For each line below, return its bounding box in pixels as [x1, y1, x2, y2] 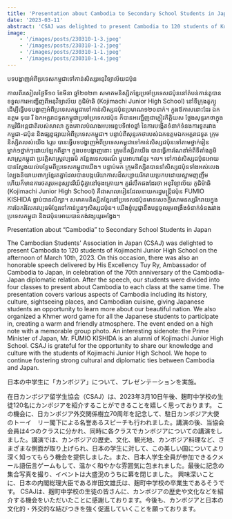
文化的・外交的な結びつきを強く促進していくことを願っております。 [7, 505, 200, 513]
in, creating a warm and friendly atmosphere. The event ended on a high [7, 319, 213, 328]
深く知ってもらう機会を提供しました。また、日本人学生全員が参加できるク [7, 453, 218, 461]
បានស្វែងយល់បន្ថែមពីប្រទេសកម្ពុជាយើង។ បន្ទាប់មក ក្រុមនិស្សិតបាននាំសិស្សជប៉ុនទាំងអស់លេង [7, 162, 220, 170]
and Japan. [7, 363, 39, 371]
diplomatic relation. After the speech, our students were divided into [26, 275, 220, 284]
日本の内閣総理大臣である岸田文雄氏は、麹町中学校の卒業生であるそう [19, 478, 219, 487]
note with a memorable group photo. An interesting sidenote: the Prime [7, 326, 209, 335]
